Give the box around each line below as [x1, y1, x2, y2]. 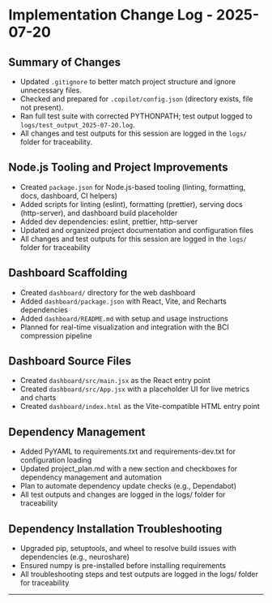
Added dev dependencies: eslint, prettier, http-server [19, 217, 198, 226]
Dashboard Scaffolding [8, 266, 128, 280]
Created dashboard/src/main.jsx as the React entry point [19, 376, 210, 385]
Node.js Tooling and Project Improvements [8, 161, 228, 174]
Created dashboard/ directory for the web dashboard [19, 287, 196, 297]
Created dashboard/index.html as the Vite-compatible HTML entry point [19, 402, 261, 411]
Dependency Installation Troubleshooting [8, 522, 223, 536]
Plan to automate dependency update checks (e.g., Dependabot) [19, 481, 237, 491]
